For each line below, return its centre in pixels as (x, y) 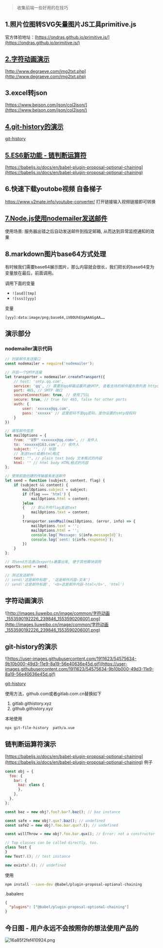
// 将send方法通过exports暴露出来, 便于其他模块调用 (53, 562)
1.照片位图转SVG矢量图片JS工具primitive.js (71, 25)
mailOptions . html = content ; (60, 499)
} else (28, 503)
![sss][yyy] (24, 299)
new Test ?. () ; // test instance (38, 856)
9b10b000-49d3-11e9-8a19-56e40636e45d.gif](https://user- (66, 664)
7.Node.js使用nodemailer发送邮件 (56, 219)
